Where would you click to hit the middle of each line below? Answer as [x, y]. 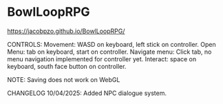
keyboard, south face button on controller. [67, 66]
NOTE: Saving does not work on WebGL [64, 79]
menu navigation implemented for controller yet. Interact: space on [102, 59]
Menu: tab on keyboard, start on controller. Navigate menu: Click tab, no [109, 52]
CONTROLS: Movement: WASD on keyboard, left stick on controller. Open [111, 44]
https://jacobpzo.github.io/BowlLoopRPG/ [66, 31]
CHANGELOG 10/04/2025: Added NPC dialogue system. [87, 93]
